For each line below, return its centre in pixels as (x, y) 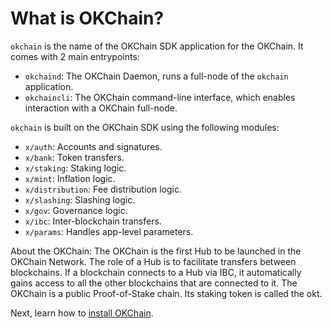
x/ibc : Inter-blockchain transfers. (93, 221)
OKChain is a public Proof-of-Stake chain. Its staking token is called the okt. (166, 293)
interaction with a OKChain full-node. (101, 108)
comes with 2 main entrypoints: (75, 56)
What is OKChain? (87, 18)
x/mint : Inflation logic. (70, 178)
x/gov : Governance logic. (76, 210)
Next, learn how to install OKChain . (82, 313)
